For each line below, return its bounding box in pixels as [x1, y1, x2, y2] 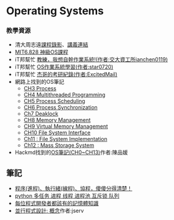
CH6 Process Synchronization [23, 104, 98, 111]
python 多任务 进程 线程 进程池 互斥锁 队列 [14, 192, 120, 200]
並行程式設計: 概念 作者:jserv [14, 207, 85, 215]
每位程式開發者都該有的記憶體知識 [14, 200, 99, 207]
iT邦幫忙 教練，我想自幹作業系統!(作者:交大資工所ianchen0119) [14, 56, 168, 63]
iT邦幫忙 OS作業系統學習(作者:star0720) [14, 64, 114, 71]
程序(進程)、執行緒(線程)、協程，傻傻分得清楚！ [14, 185, 133, 192]
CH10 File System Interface [23, 129, 91, 136]
